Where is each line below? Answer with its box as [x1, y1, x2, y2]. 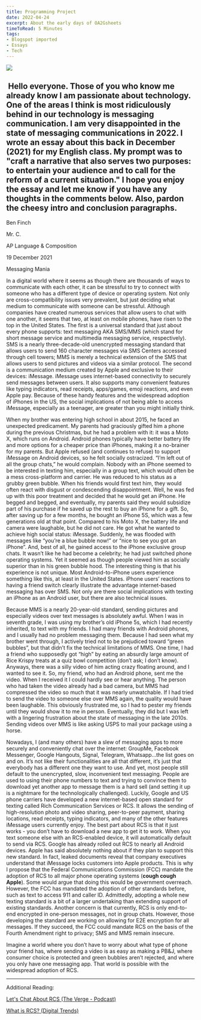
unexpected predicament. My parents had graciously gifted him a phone [6, 422, 184, 429]
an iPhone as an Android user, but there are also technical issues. [6, 594, 167, 601]
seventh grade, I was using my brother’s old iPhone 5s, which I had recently [6, 618, 193, 626]
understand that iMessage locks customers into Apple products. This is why [6, 859, 193, 867]
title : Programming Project [6, 8, 77, 15]
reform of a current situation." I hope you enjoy [6, 175, 185, 185]
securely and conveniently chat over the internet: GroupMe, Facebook [6, 744, 179, 752]
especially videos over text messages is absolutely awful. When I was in [6, 612, 184, 619]
